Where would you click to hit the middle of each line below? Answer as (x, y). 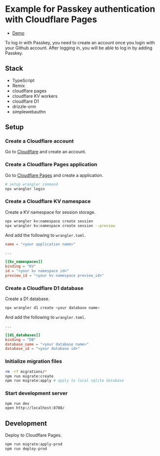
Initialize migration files (34, 361)
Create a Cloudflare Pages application (51, 165)
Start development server (36, 393)
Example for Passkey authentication (80, 9)
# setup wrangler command (31, 184)
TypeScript (23, 80)
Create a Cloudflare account (40, 141)
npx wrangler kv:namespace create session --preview (60, 226)
